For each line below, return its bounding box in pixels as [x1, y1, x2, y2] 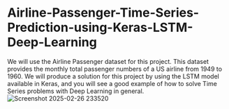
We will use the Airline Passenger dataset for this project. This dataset [7, 57, 209, 65]
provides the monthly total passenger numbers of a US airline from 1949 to [7, 65, 222, 73]
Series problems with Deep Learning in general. [7, 87, 145, 95]
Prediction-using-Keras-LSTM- [7, 19, 193, 35]
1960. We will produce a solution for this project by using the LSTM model [7, 72, 220, 81]
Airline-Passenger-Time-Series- [7, 5, 200, 21]
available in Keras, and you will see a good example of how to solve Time [7, 79, 218, 87]
